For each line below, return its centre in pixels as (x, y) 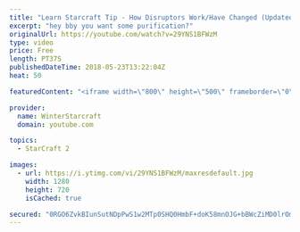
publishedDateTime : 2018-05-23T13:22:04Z (87, 68)
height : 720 (47, 190)
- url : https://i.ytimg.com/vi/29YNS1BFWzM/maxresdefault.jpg (135, 173)
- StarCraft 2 (43, 149)
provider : (28, 108)
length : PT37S (36, 59)
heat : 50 (25, 76)
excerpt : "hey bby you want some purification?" (101, 26)
